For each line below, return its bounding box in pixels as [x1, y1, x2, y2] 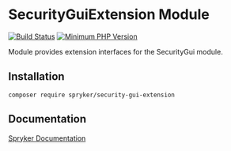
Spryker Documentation [8, 133, 86, 143]
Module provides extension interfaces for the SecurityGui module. [8, 47, 223, 56]
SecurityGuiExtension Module [8, 6, 210, 24]
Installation [8, 70, 65, 84]
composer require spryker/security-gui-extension [8, 91, 176, 99]
